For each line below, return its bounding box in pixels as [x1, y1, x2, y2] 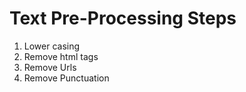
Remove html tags [23, 50, 99, 62]
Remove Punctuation [23, 72, 110, 84]
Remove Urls [23, 61, 77, 73]
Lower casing [23, 40, 81, 52]
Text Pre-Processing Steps [9, 7, 237, 30]
